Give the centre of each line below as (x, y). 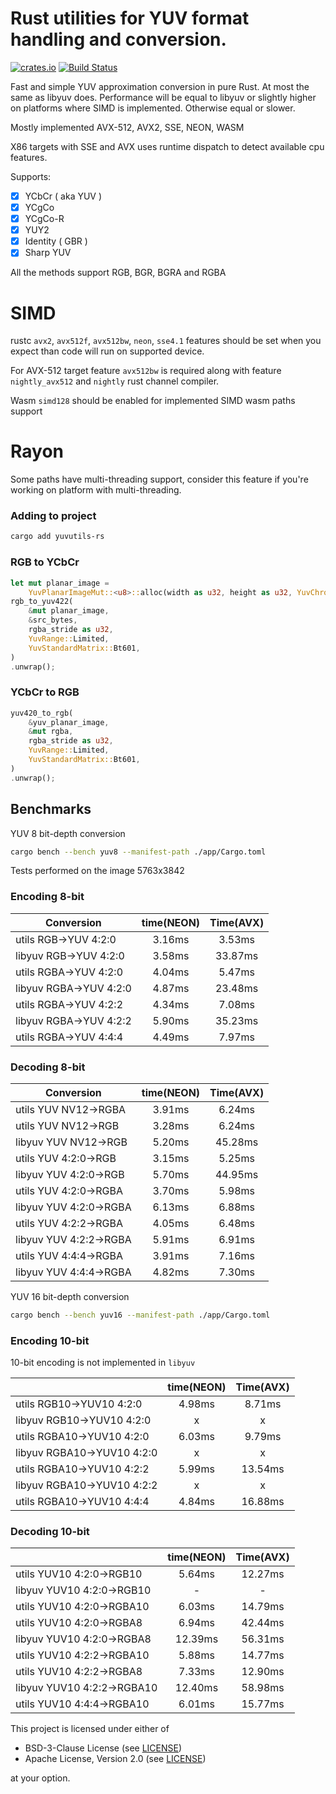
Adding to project (53, 516)
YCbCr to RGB (45, 692)
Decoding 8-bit (48, 1067)
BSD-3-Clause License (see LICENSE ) (103, 1748)
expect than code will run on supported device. (107, 351)
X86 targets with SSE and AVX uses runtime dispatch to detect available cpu (167, 146)
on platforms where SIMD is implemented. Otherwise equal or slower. (153, 108)
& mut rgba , (51, 732)
